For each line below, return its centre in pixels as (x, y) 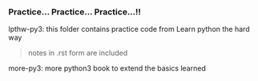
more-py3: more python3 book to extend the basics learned (107, 68)
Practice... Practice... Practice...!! (75, 12)
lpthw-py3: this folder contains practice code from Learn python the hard (129, 29)
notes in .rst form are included (78, 53)
